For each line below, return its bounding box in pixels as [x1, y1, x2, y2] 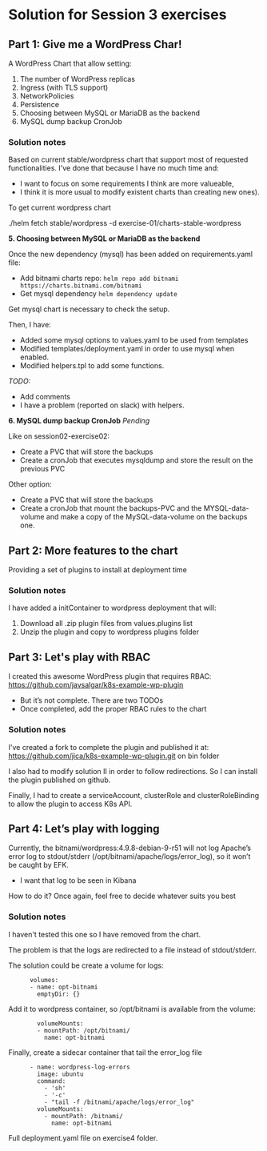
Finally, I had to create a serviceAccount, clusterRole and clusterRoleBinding [8, 790, 260, 800]
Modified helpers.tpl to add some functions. [19, 361, 165, 371]
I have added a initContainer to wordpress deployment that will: [8, 603, 217, 613]
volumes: [29, 976, 59, 984]
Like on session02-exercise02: [8, 431, 110, 441]
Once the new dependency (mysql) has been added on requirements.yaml [8, 250, 253, 259]
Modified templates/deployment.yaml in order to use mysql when [19, 344, 234, 354]
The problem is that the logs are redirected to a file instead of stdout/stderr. [8, 944, 257, 954]
